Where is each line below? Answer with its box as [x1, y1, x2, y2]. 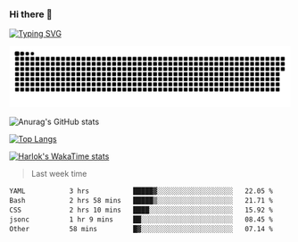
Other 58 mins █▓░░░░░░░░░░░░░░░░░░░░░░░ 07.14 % [9, 224, 274, 233]
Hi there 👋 [9, 8, 54, 21]
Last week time [30, 169, 87, 179]
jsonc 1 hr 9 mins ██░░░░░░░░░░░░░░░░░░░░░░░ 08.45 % [9, 214, 274, 224]
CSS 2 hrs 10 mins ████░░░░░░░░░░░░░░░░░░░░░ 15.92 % [9, 205, 274, 214]
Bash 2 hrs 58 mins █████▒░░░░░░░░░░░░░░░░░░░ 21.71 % [9, 196, 274, 204]
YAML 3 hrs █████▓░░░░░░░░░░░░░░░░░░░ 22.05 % [9, 187, 274, 196]
